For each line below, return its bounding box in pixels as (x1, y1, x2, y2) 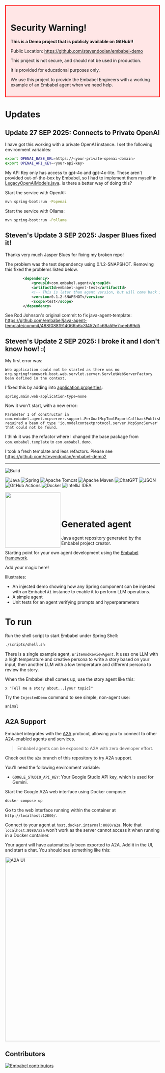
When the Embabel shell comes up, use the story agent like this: (5, 676, 135, 682)
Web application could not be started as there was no (5, 367, 120, 373)
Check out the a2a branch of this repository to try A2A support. (5, 754, 133, 761)
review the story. (5, 667, 39, 672)
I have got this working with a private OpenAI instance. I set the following (5, 141, 153, 147)
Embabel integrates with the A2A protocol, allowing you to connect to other (5, 730, 157, 736)
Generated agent (61, 519, 132, 530)
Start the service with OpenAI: (5, 189, 66, 196)
